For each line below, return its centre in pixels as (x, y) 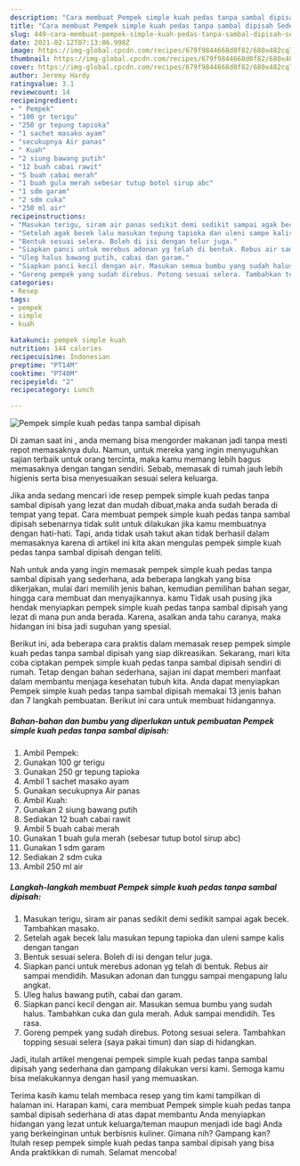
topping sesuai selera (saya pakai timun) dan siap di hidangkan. (140, 1042)
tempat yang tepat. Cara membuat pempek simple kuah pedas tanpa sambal (150, 514)
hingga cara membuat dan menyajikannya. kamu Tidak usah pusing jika (141, 598)
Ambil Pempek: (51, 753)
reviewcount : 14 (40, 92)
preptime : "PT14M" (44, 365)
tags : (20, 300)
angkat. (37, 985)
